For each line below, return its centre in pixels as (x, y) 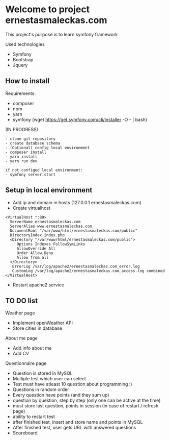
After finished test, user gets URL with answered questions (74, 428)
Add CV (21, 354)
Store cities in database (37, 328)
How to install (27, 81)
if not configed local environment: (44, 170)
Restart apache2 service (38, 285)
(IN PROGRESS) (22, 129)
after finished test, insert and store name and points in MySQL (78, 422)
